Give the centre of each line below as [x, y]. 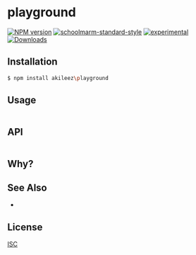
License [25, 227]
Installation [32, 62]
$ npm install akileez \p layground [58, 78]
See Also [27, 188]
